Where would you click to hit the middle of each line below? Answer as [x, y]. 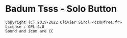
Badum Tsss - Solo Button [61, 9]
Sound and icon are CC [29, 31]
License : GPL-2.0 [25, 27]
